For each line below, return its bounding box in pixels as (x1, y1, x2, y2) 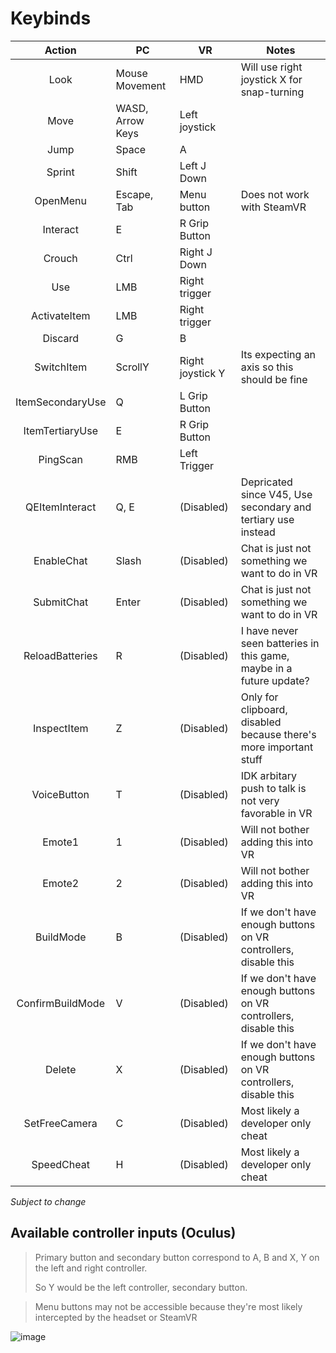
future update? (240, 673, 310, 687)
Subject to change (10, 1195, 87, 1207)
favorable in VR (240, 806, 313, 820)
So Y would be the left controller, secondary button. (34, 1281, 248, 1293)
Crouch (43, 251, 78, 265)
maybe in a (240, 661, 293, 675)
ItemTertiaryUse (23, 423, 99, 437)
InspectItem (32, 721, 89, 735)
